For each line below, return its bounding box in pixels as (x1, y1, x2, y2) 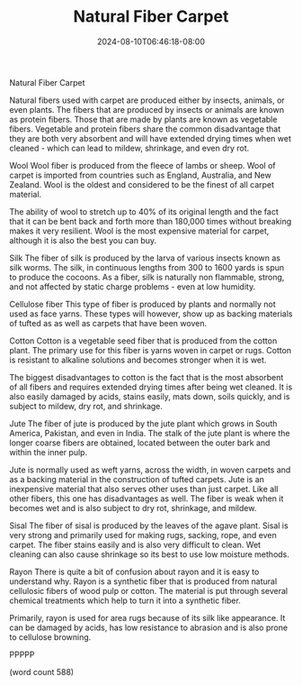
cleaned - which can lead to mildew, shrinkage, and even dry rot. (9, 142, 250, 153)
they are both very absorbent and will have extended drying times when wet (9, 133, 292, 143)
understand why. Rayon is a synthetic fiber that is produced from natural (9, 575, 278, 587)
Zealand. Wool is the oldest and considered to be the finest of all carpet (9, 178, 275, 190)
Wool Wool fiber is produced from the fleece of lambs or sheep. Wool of (9, 160, 276, 170)
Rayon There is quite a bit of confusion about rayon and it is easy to (9, 566, 260, 577)
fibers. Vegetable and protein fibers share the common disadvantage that (9, 123, 281, 134)
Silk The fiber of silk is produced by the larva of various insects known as (9, 252, 281, 263)
